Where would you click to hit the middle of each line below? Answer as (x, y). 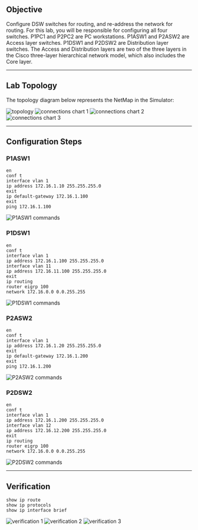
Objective (24, 10)
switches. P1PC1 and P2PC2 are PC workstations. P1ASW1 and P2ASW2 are (98, 36)
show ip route (24, 500)
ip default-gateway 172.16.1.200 (47, 356)
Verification (28, 486)
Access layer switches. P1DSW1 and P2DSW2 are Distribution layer (88, 42)
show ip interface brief (37, 511)
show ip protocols (29, 505)
